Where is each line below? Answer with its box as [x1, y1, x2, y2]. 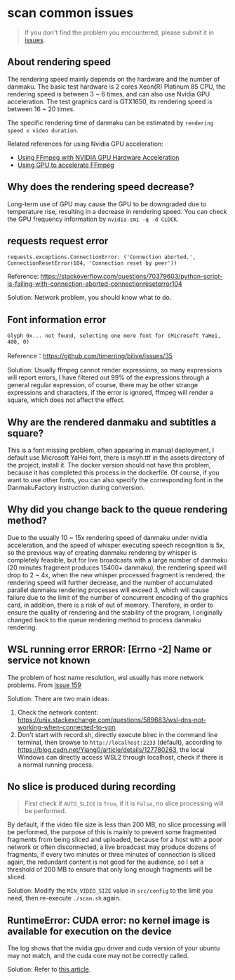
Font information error [7, 313, 107, 325]
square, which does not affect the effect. [7, 396, 125, 404]
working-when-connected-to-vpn [17, 723, 116, 731]
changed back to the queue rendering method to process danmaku [7, 615, 201, 624]
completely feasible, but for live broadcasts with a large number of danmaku [7, 555, 228, 564]
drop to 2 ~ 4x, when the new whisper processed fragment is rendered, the [7, 570, 226, 579]
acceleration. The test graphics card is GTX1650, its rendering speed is [7, 97, 213, 106]
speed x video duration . [7, 125, 79, 134]
